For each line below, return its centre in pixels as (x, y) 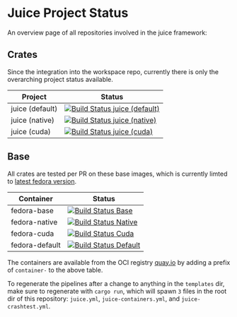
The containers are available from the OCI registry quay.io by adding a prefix (119, 262)
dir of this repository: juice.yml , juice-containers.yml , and (94, 299)
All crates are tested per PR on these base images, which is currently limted (117, 174)
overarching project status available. (60, 79)
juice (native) (33, 120)
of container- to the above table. (55, 270)
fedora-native (34, 222)
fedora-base (33, 210)
